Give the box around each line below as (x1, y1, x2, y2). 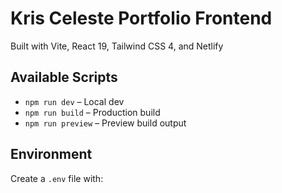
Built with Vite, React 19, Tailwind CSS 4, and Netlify (10, 40, 224, 52)
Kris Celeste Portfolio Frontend (10, 7, 273, 30)
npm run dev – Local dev (24, 95, 125, 107)
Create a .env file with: (10, 172, 104, 184)
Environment (10, 146, 93, 163)
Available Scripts (10, 69, 118, 86)
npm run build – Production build (24, 106, 161, 118)
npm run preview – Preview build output (24, 117, 187, 129)
